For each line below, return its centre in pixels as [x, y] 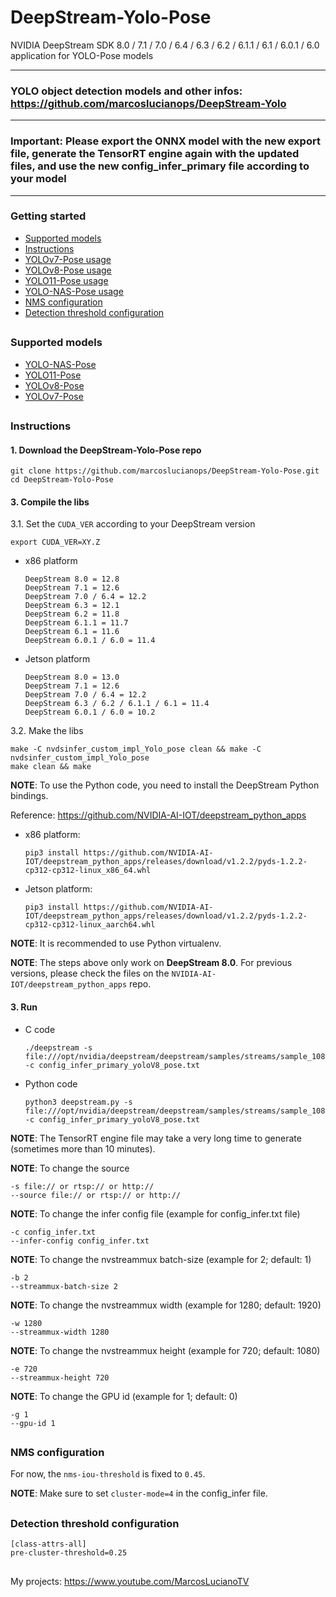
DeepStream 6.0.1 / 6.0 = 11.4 [90, 641]
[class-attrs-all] [48, 1544]
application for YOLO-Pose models [82, 55]
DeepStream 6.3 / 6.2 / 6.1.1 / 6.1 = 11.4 [117, 704]
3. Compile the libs [50, 502]
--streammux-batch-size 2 [64, 1286]
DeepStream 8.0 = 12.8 [72, 579]
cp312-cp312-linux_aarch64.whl [90, 925]
